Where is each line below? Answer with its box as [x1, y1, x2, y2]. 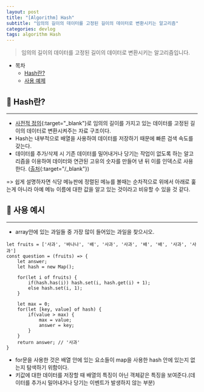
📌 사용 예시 [6, 205, 46, 216]
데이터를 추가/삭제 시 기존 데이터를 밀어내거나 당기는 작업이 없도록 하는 [15, 150, 183, 157]
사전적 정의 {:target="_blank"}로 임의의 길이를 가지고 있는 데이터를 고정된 [15, 119, 189, 126]
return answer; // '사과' [17, 339, 80, 345]
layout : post [6, 9, 39, 15]
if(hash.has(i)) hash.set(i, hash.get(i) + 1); [28, 280, 151, 286]
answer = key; [38, 322, 75, 328]
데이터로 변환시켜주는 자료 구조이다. [26, 127, 111, 134]
